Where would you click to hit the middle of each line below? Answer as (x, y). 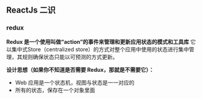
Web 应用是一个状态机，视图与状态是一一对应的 (75, 82)
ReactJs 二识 (31, 10)
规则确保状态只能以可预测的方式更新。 (70, 57)
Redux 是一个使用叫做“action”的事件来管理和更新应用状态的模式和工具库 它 (101, 42)
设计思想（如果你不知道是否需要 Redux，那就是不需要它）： (80, 69)
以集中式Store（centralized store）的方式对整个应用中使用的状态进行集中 (98, 49)
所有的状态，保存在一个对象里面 (55, 90)
